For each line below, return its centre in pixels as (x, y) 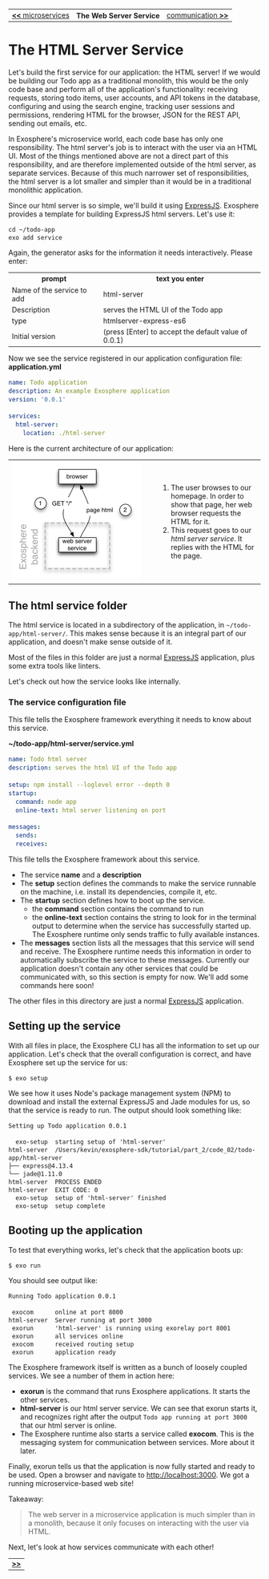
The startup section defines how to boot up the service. (112, 901)
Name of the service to (49, 290)
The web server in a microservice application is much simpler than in (141, 1514)
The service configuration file (67, 702)
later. (28, 1451)
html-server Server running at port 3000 (80, 1320)
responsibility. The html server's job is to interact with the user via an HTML (133, 147)
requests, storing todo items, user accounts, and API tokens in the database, (134, 98)
